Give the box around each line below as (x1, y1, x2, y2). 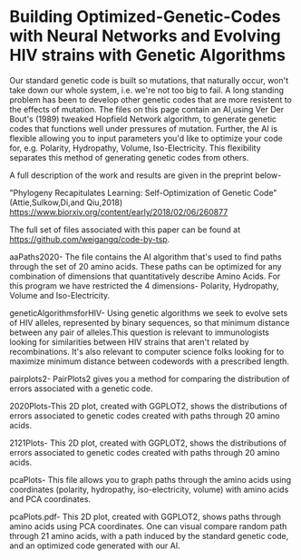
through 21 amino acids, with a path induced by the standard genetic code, (9, 530, 289, 541)
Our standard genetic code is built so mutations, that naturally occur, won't (9, 74, 289, 85)
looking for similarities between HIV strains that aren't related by (9, 336, 249, 347)
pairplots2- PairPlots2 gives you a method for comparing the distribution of (9, 373, 290, 384)
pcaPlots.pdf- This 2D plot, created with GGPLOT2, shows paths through (9, 511, 281, 522)
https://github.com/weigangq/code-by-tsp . (9, 233, 170, 244)
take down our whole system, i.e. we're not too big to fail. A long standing (9, 84, 284, 95)
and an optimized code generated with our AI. (9, 540, 180, 551)
